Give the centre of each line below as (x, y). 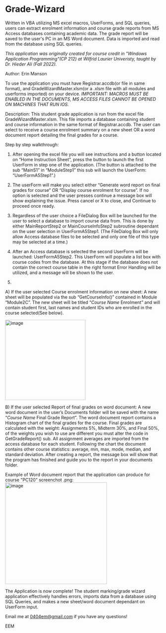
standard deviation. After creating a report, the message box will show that (81, 454)
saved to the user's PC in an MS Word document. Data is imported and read (83, 39)
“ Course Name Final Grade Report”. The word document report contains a (81, 417)
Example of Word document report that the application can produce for (78, 474)
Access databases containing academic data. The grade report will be (77, 33)
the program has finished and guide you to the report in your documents (79, 460)
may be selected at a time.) (40, 242)
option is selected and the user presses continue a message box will (82, 195)
